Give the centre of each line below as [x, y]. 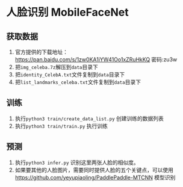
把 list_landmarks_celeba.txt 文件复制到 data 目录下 [78, 82]
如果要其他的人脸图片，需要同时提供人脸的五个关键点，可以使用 [94, 170]
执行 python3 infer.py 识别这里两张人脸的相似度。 [77, 162]
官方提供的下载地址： [41, 52]
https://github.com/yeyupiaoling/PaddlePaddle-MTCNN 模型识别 [95, 177]
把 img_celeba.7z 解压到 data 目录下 [56, 67]
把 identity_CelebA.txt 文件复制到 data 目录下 [70, 75]
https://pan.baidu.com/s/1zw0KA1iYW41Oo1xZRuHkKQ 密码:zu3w [96, 60]
